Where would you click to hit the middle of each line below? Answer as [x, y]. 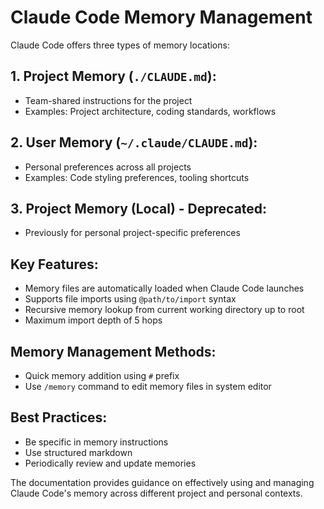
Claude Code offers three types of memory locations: [120, 45]
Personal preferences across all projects [108, 167]
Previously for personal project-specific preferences [132, 233]
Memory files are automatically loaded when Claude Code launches [164, 288]
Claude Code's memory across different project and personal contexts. [156, 493]
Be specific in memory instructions [96, 442]
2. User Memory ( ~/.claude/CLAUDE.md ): [134, 142]
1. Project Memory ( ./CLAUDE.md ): [113, 76]
